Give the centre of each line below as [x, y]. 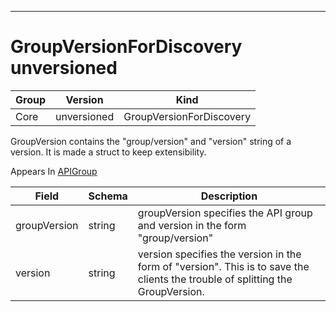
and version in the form [192, 225]
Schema [108, 196]
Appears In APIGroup [54, 171]
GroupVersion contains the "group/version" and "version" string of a [151, 141]
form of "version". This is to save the [223, 266]
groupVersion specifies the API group [225, 213]
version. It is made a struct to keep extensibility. [108, 152]
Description [229, 196]
